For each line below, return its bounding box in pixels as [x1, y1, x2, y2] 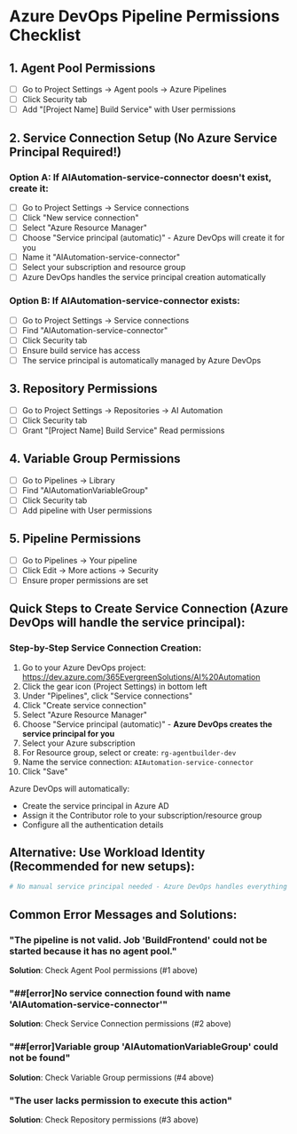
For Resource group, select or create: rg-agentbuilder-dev [21, 747, 237, 757]
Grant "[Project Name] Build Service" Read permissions [21, 425, 225, 435]
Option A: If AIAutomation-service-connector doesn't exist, [9, 171, 272, 183]
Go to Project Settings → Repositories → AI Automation [21, 404, 223, 415]
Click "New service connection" [21, 212, 139, 223]
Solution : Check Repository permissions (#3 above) [9, 1114, 199, 1125]
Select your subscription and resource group [21, 262, 186, 273]
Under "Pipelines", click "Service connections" [21, 691, 193, 701]
